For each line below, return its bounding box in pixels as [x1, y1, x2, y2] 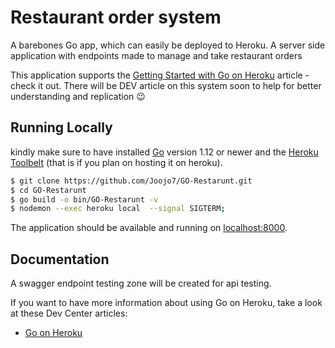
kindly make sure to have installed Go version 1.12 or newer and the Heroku [10, 146, 319, 158]
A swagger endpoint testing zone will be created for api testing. [10, 277, 272, 290]
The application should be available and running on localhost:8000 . [10, 222, 288, 234]
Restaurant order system [10, 6, 222, 29]
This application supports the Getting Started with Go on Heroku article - [10, 69, 310, 81]
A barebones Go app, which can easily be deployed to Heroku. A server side [10, 39, 326, 51]
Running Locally [10, 119, 113, 136]
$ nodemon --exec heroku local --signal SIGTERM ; [10, 204, 226, 214]
